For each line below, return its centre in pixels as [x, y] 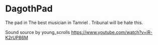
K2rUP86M [17, 37]
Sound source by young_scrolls [38, 32]
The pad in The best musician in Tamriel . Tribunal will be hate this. [74, 22]
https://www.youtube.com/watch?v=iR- [112, 32]
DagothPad [29, 9]
